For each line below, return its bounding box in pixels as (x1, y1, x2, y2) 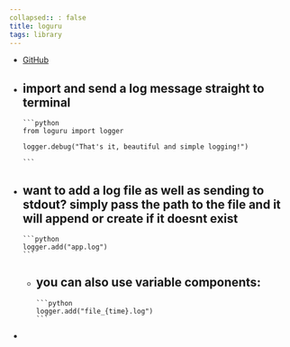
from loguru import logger (22, 127, 124, 136)
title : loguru (9, 22, 63, 31)
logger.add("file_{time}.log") (35, 306, 154, 315)
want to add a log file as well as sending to (22, 182, 265, 198)
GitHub (22, 55, 50, 66)
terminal (22, 95, 71, 110)
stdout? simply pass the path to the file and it (22, 196, 281, 212)
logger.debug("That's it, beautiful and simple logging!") (22, 142, 249, 151)
